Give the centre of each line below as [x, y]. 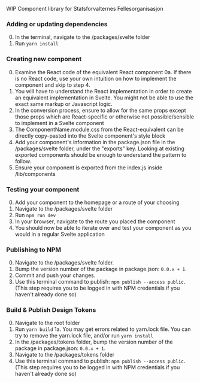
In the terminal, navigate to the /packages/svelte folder [83, 37]
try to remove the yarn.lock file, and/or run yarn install [84, 336]
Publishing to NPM [34, 250]
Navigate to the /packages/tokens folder [65, 355]
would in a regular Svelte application [60, 234]
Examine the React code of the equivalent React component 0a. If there [103, 72]
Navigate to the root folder [47, 323]
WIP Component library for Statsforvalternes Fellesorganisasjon [85, 9]
